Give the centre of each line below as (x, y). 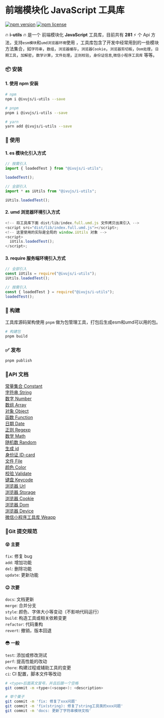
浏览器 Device (19, 511)
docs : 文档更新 (20, 599)
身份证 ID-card (20, 455)
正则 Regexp (18, 430)
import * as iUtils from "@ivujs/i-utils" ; (51, 191)
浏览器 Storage (20, 492)
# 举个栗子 (15, 697)
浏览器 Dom (17, 505)
